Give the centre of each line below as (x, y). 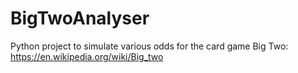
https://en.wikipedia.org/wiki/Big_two (87, 56)
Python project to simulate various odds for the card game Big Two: (149, 46)
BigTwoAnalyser (80, 18)
